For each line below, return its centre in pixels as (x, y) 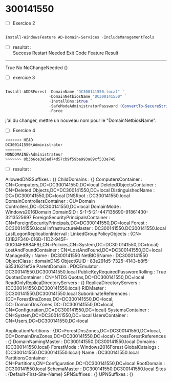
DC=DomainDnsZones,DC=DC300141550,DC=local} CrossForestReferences (86, 336)
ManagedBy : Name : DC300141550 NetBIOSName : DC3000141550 (77, 255)
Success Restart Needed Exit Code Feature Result (66, 53)
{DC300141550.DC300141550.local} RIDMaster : (56, 288)
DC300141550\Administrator (34, 145)
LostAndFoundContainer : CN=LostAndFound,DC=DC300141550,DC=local (84, 250)
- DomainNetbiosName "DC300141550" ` (88, 96)
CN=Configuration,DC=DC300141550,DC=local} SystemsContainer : (77, 310)
